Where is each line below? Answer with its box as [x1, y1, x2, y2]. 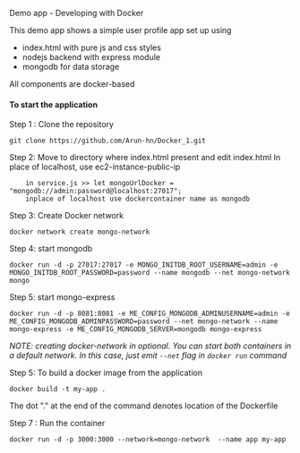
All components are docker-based [9, 79, 135, 89]
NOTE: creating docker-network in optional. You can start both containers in [9, 340, 292, 352]
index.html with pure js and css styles [21, 42, 161, 53]
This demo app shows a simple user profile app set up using [9, 25, 232, 35]
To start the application [9, 98, 99, 110]
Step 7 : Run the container [9, 418, 106, 429]
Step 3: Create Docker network [9, 210, 124, 221]
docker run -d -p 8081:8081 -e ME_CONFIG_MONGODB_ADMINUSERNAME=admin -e [9, 309, 291, 319]
